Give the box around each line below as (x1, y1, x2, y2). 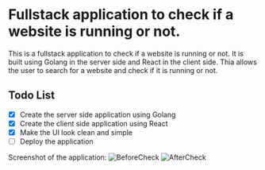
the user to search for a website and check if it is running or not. (8, 65, 218, 75)
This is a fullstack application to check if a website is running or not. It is (8, 48, 244, 58)
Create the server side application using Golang (19, 110, 176, 119)
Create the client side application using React (19, 118, 168, 128)
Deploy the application (19, 137, 94, 146)
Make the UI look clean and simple (19, 127, 133, 137)
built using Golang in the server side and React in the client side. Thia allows (8, 57, 258, 67)
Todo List (8, 89, 56, 102)
